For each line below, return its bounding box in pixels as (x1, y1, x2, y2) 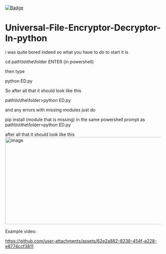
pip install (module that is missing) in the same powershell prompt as (5, 116, 145, 122)
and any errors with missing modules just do (5, 107, 96, 113)
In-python (5, 33, 48, 44)
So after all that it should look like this (5, 87, 82, 93)
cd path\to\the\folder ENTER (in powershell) (5, 59, 94, 65)
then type (5, 68, 25, 74)
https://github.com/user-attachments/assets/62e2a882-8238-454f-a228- (5, 238, 157, 244)
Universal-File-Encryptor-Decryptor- (5, 22, 161, 33)
